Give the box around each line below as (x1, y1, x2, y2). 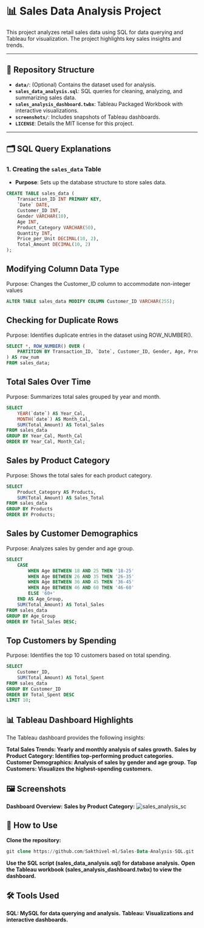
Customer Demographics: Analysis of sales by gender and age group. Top (6, 759, 197, 766)
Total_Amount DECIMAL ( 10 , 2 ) (17, 241, 91, 248)
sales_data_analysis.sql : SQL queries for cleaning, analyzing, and (15, 87, 183, 94)
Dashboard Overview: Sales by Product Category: (6, 803, 135, 810)
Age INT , (17, 219, 39, 225)
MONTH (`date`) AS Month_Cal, (17, 416, 91, 422)
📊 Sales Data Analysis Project (6, 4, 161, 18)
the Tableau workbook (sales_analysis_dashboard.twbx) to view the (6, 865, 182, 873)
